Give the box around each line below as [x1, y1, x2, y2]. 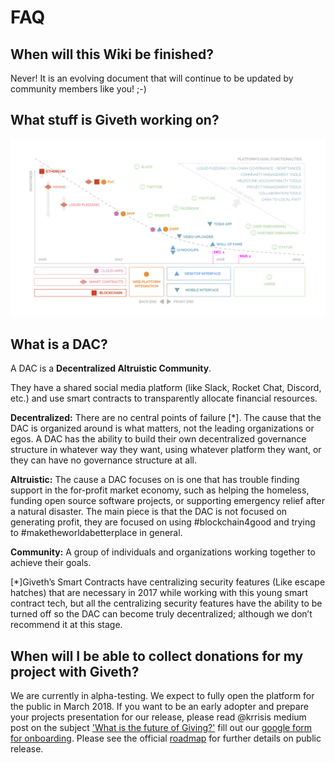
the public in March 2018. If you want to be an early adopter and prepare [10, 700, 309, 712]
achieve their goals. [10, 557, 92, 569]
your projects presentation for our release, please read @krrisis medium [10, 711, 307, 723]
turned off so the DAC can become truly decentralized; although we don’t [10, 608, 313, 620]
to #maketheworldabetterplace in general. [10, 527, 183, 539]
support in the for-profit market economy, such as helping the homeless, [10, 484, 310, 496]
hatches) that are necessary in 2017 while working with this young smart [10, 587, 309, 599]
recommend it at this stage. [10, 619, 123, 631]
